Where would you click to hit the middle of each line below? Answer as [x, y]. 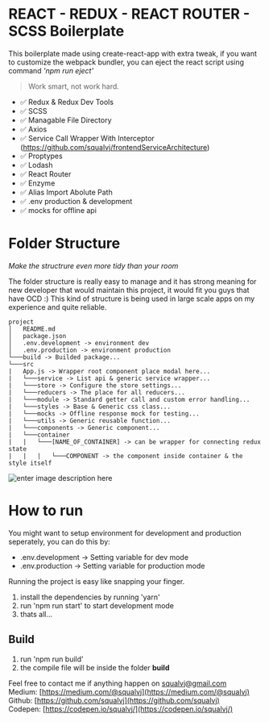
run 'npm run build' [52, 659]
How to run [46, 511]
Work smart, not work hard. [73, 86]
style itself [30, 463]
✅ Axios [33, 129]
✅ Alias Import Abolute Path [66, 192]
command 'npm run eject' [51, 70]
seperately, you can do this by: [59, 541]
